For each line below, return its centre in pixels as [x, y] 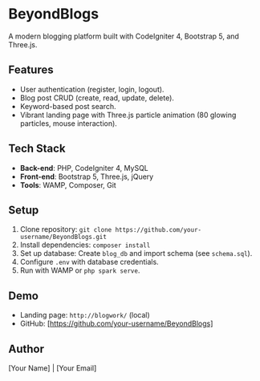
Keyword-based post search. [68, 106]
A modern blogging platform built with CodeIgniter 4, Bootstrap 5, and [124, 36]
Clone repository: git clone [66, 229]
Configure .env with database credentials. [89, 262]
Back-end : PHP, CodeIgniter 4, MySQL [84, 168]
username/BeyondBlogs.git [63, 237]
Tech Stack [37, 149]
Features [31, 70]
